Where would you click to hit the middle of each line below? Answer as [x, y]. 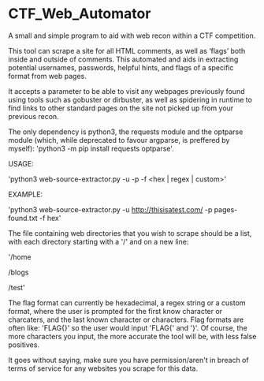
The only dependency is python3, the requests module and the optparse [126, 132]
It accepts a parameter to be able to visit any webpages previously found [126, 91]
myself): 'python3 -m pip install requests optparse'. [91, 148]
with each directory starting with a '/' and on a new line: [99, 241]
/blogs [19, 272]
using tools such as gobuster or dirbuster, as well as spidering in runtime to [130, 99]
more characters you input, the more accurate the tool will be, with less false [132, 336]
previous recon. [33, 116]
